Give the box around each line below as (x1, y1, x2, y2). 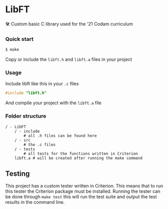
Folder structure (5, 112, 46, 120)
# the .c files (23, 142, 56, 147)
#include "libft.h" (5, 90, 47, 96)
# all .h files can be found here (23, 133, 97, 138)
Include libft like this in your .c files (5, 81, 79, 87)
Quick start (5, 35, 34, 42)
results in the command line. (5, 199, 65, 205)
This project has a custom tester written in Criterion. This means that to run (5, 183, 163, 189)
